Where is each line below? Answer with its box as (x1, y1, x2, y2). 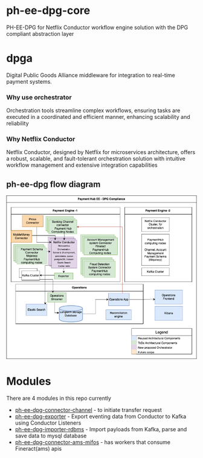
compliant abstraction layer (6, 30, 74, 37)
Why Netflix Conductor (6, 135, 76, 143)
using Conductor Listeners (14, 419, 82, 426)
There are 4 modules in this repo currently (6, 394, 112, 402)
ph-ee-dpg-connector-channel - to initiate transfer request (14, 406, 162, 413)
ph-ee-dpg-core (6, 4, 91, 18)
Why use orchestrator (6, 93, 72, 101)
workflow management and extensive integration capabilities (6, 161, 158, 169)
